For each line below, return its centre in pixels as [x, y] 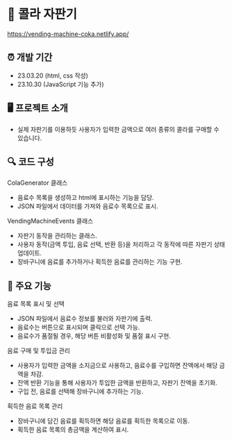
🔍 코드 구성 [31, 161]
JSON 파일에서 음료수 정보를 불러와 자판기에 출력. [85, 319]
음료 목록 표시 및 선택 [36, 304]
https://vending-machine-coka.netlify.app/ [68, 34]
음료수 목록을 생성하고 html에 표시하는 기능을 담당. [85, 198]
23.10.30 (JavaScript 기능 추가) [60, 84]
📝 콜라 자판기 [42, 14]
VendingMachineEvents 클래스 [50, 221]
